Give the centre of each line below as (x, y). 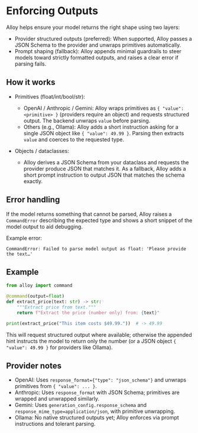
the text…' (20, 254)
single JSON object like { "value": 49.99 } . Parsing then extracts (104, 133)
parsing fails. (30, 64)
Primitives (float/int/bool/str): (50, 96)
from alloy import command (39, 286)
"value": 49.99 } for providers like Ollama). (60, 347)
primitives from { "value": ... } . (56, 386)
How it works (31, 82)
